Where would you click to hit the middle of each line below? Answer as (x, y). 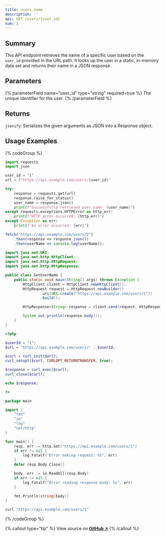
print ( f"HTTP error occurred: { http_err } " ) (59, 217)
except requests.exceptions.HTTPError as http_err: (59, 212)
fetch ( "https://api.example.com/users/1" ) (49, 234)
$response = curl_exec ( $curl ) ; (37, 370)
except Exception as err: (31, 221)
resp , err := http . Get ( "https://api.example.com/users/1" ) (76, 446)
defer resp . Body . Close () (39, 465)
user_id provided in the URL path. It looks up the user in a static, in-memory (82, 61)
